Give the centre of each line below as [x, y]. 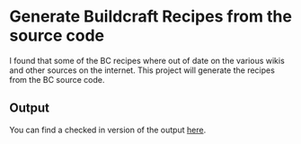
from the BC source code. [57, 79]
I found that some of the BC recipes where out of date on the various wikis [147, 60]
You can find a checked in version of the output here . [108, 130]
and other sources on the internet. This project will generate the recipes [142, 70]
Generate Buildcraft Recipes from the [150, 17]
